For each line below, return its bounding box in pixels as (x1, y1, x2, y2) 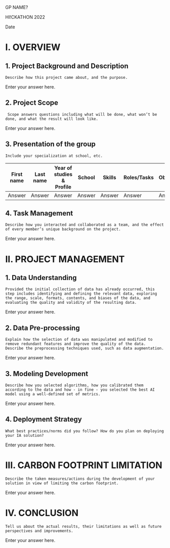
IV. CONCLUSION (5, 508, 78, 519)
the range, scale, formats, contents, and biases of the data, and (5, 296, 151, 301)
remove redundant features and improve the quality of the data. (5, 341, 146, 347)
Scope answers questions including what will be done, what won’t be (7, 112, 157, 117)
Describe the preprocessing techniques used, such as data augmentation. (5, 346, 164, 351)
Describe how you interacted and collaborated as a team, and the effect (5, 222, 164, 227)
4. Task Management (5, 209, 73, 218)
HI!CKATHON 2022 (5, 14, 46, 20)
